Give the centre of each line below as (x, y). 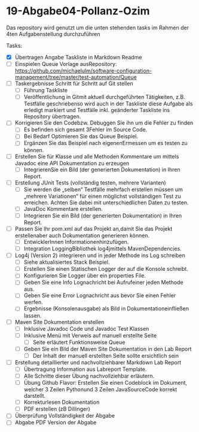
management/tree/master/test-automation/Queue (76, 77)
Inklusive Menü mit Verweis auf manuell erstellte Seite (90, 335)
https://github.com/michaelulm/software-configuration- (83, 71)
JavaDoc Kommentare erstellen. (63, 209)
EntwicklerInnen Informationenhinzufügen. (76, 241)
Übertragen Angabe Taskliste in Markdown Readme (78, 57)
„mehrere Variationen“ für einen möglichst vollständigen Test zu (102, 196)
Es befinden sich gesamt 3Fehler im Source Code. (85, 129)
